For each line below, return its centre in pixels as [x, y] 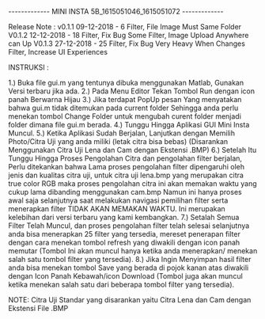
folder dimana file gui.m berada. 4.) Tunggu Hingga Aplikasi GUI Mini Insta [129, 125]
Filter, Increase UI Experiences [58, 52]
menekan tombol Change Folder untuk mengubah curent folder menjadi [125, 116]
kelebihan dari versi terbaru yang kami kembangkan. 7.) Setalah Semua [124, 217]
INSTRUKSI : [28, 67]
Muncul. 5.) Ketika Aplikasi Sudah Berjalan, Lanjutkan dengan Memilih [122, 133]
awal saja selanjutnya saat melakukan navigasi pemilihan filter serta [118, 200]
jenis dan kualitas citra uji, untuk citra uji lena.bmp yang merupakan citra [126, 175]
